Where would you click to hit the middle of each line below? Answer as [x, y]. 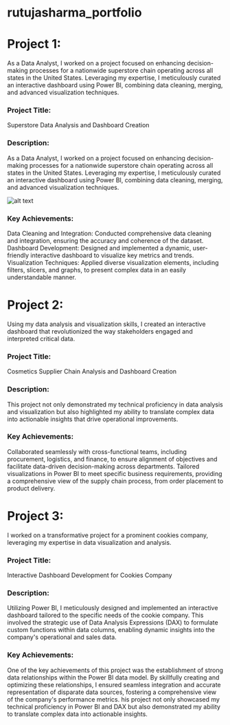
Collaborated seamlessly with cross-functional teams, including [97, 451]
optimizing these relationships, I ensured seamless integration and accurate [114, 684]
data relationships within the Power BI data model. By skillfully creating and [113, 677]
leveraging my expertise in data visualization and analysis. [89, 542]
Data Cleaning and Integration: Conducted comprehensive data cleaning [109, 234]
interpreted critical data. [41, 338]
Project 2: [35, 305]
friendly [18, 255]
